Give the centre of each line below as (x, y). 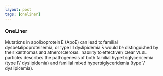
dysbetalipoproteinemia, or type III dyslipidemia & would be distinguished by (82, 47)
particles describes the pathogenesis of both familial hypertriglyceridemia (79, 57)
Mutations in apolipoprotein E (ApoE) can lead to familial (61, 42)
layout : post (18, 10)
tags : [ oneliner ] (23, 14)
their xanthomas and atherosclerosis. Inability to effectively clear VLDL (76, 52)
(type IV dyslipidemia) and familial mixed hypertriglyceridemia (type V (75, 63)
